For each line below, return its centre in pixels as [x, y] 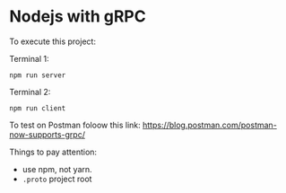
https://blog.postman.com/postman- [210, 125]
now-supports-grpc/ [47, 134]
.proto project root [57, 179]
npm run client [38, 108]
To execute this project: [53, 41]
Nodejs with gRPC [78, 17]
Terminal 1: [29, 58]
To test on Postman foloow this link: [75, 125]
